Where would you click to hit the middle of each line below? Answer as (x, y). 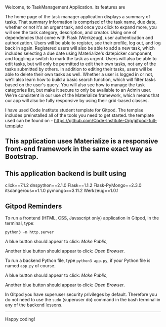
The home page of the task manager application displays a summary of (78, 17)
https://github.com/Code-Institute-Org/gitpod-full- (105, 121)
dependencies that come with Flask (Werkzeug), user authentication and (79, 37)
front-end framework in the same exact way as (79, 149)
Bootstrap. (22, 157)
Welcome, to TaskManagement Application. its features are (65, 7)
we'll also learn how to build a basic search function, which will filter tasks (81, 79)
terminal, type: (20, 223)
